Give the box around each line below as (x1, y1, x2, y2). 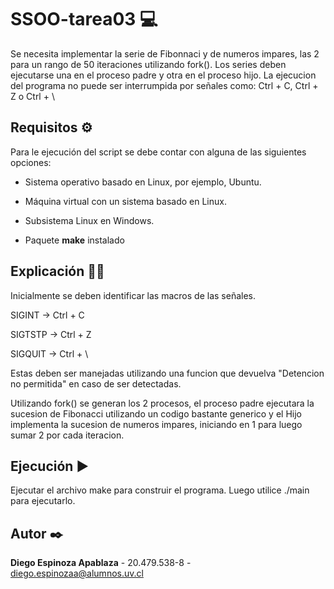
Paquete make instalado (24, 234, 125, 246)
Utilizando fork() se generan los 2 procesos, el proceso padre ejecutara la (10, 397, 315, 409)
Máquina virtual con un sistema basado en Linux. (24, 195, 227, 207)
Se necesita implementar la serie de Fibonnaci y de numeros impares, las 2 (10, 47, 320, 60)
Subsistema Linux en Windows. (24, 214, 155, 226)
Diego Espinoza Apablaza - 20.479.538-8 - (10, 557, 192, 569)
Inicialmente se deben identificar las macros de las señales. (10, 289, 256, 301)
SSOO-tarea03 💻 (10, 8, 158, 31)
